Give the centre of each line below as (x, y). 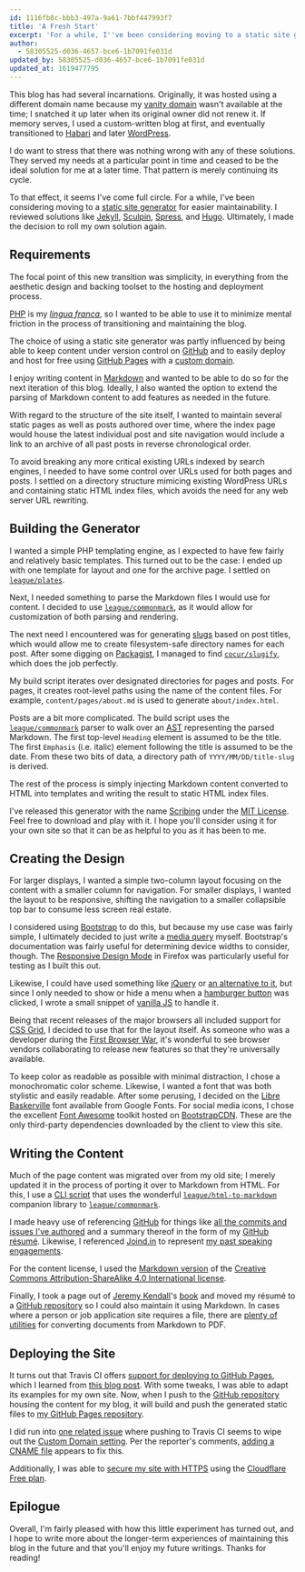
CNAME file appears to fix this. (67, 1450)
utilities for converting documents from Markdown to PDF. (118, 1325)
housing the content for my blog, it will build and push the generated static (148, 1404)
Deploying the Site (63, 1353)
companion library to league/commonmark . (85, 1205)
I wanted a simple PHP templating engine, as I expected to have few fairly (147, 550)
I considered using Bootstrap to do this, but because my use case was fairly (151, 927)
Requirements (50, 255)
